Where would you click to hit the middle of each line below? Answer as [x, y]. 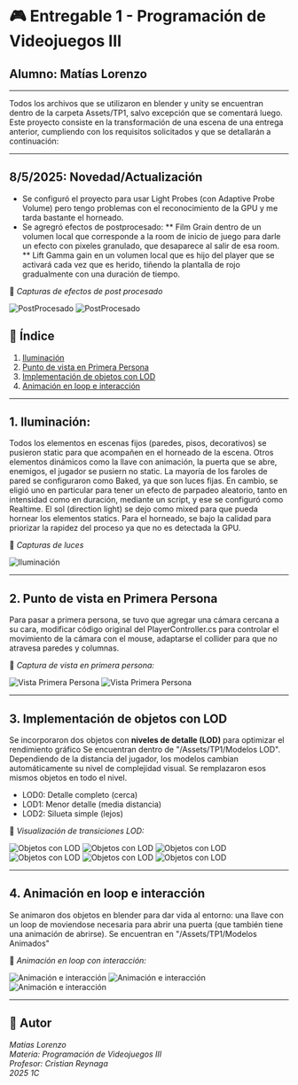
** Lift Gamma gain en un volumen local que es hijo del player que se [148, 255]
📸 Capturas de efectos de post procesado [86, 291]
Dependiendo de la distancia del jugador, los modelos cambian [124, 759]
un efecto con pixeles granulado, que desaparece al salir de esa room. [150, 246]
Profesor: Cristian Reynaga [59, 1063]
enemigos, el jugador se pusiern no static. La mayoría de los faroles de [138, 472]
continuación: [34, 141]
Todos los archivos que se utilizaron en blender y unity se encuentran [137, 103]
